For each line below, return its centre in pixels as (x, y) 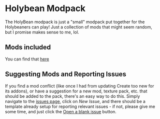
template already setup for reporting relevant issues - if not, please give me (80, 106)
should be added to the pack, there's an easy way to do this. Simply (73, 96)
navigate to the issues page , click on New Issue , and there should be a (75, 101)
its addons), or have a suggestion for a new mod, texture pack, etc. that (76, 91)
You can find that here (27, 59)
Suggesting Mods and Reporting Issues (66, 74)
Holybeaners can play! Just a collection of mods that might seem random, (79, 27)
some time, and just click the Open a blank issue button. (61, 111)
